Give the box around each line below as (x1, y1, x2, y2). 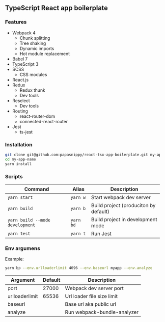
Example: (5, 256, 24, 262)
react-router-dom (19, 113, 55, 119)
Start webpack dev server (91, 194, 151, 201)
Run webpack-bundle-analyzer (65, 309, 139, 316)
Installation (5, 141, 33, 148)
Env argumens (5, 245, 40, 252)
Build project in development (91, 216, 157, 223)
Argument (10, 277, 35, 284)
